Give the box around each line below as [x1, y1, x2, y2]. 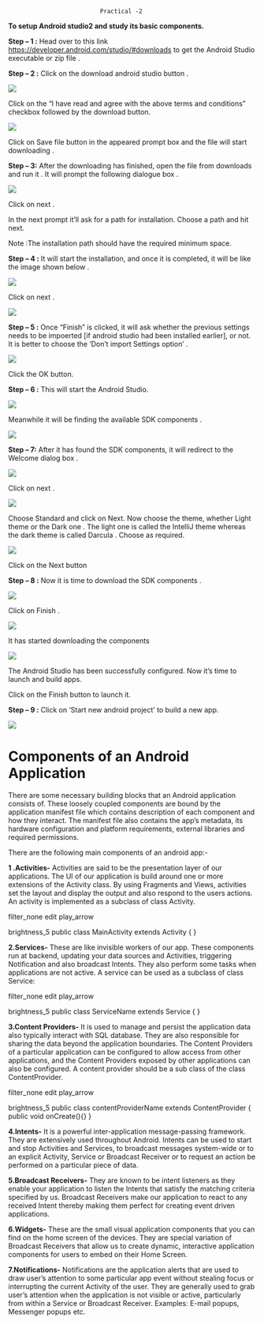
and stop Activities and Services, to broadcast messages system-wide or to [8, 1143, 255, 1153]
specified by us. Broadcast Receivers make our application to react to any [8, 1192, 248, 1202]
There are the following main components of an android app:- [8, 848, 209, 857]
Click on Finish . [8, 606, 61, 615]
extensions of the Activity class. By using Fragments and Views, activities [8, 879, 247, 889]
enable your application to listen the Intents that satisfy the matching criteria [8, 1183, 255, 1193]
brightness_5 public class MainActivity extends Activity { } [8, 927, 197, 936]
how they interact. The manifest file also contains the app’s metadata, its [8, 815, 244, 825]
